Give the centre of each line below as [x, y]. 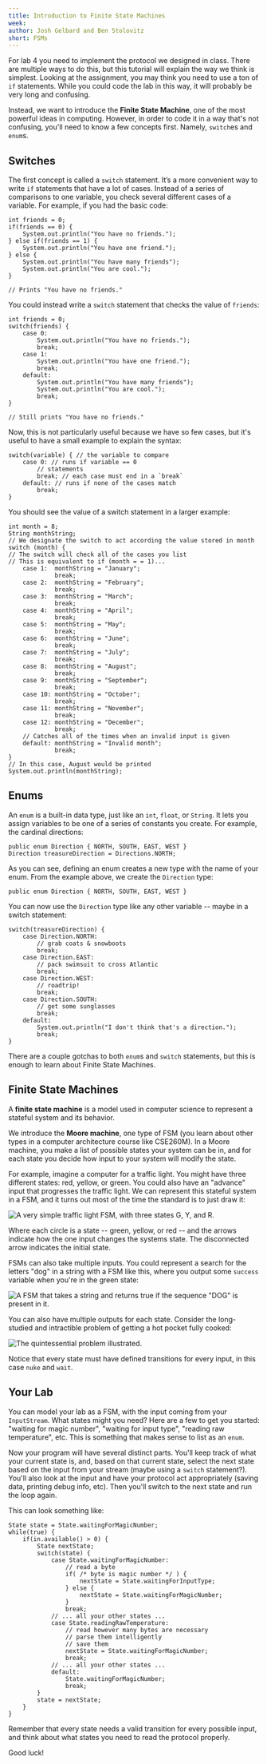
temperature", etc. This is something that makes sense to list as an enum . [126, 1437]
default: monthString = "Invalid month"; [92, 744]
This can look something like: [56, 1510]
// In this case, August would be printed [80, 765]
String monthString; [43, 534]
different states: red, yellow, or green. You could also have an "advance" [127, 1182]
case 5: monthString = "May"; [75, 625]
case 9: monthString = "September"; [85, 681]
